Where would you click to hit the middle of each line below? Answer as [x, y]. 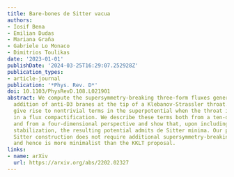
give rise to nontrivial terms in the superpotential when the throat [118, 111]
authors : [20, 20]
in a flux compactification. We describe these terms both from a [112, 117]
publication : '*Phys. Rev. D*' [53, 85]
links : [17, 150]
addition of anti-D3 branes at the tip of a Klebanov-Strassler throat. [121, 105]
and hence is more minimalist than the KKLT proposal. [95, 144]
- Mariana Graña [31, 40]
